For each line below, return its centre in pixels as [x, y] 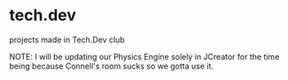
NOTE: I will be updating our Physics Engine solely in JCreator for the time [144, 56]
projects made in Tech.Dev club [67, 40]
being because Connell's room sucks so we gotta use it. [112, 66]
